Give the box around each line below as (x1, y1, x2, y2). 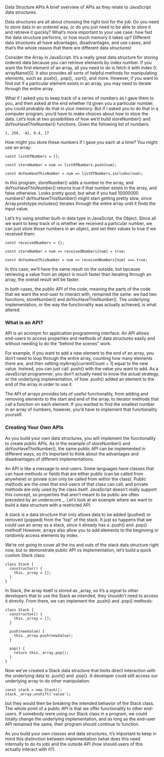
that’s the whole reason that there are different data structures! (5, 45, 132, 50)
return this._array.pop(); (14, 650, 69, 655)
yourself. (5, 412, 23, 418)
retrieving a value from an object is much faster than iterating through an (5, 272, 152, 277)
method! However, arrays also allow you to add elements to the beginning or (5, 527, 159, 533)
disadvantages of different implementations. (5, 456, 94, 462)
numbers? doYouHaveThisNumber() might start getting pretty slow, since (5, 196, 152, 201)
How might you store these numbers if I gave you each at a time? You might (5, 139, 158, 145)
